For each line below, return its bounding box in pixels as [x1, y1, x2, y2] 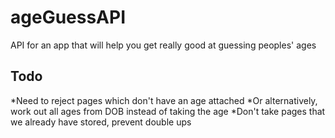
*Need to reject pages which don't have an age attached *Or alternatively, [10, 94, 318, 106]
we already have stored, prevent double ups [10, 116, 192, 128]
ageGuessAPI [10, 6, 127, 29]
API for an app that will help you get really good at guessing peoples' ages [10, 39, 317, 51]
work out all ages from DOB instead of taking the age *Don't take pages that [10, 105, 326, 117]
